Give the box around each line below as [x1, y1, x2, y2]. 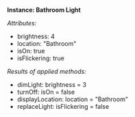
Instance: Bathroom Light [7, 6, 81, 14]
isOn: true [16, 47, 45, 55]
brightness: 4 [16, 32, 55, 40]
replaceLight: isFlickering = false [16, 103, 110, 110]
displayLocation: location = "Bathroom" [16, 95, 129, 103]
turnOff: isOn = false [16, 88, 75, 96]
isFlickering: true [16, 54, 65, 62]
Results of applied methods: [7, 68, 87, 75]
